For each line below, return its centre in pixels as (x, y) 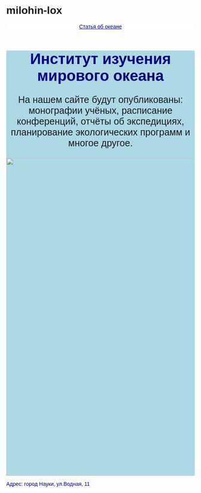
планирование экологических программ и (100, 132)
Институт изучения (100, 58)
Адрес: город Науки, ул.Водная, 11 (48, 484)
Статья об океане (100, 26)
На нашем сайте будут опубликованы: (100, 100)
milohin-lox (34, 10)
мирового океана (100, 76)
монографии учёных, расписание (100, 110)
